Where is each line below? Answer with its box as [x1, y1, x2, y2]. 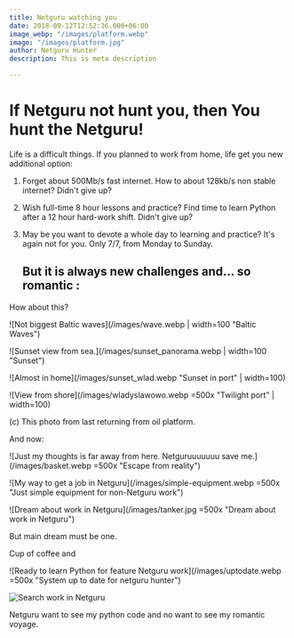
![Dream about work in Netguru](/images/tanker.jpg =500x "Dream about [9, 504, 276, 514]
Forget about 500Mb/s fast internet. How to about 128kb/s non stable [21, 175, 276, 186]
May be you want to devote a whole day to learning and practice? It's [21, 229, 275, 239]
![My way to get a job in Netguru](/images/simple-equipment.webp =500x [9, 477, 281, 488]
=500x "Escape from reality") [92, 460, 202, 471]
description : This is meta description [9, 54, 157, 63]
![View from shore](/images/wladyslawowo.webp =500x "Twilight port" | [9, 389, 275, 400]
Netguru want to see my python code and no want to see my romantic [9, 609, 266, 619]
